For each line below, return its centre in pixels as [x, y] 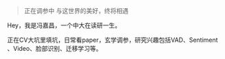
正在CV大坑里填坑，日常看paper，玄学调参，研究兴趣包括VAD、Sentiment [112, 40]
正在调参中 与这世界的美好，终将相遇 [76, 11]
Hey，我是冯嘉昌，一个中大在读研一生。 [64, 25]
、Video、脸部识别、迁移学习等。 [55, 48]
